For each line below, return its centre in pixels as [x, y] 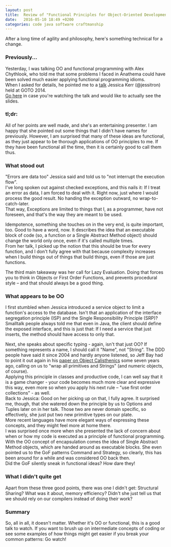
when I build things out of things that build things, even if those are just [80, 257]
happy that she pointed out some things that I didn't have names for [76, 131]
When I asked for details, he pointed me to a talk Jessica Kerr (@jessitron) [83, 85]
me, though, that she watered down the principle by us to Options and [79, 404]
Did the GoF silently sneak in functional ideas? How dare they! [70, 463]
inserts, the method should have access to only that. [60, 334]
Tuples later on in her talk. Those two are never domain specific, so [76, 409]
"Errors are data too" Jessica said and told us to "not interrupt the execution [85, 177]
